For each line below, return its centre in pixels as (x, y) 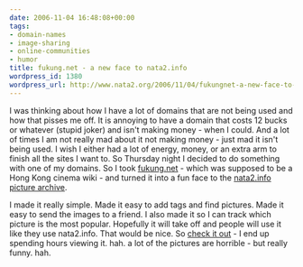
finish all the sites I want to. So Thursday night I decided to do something (145, 158)
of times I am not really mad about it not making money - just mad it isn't (144, 139)
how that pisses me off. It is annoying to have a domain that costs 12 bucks (148, 120)
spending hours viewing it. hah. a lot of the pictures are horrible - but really (149, 243)
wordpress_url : (38, 85)
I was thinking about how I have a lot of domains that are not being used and (151, 110)
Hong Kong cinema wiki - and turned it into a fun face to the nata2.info (141, 178)
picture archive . (38, 187)
